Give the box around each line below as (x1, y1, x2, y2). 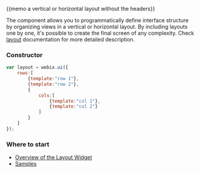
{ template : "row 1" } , (28, 76, 79, 82)
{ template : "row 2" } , (28, 81, 79, 87)
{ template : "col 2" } (49, 103, 98, 110)
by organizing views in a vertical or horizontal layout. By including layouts (6, 23, 188, 30)
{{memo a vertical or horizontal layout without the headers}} (6, 5, 155, 12)
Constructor (6, 50, 43, 59)
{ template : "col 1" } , (49, 98, 101, 104)
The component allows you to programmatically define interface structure (6, 17, 189, 23)
